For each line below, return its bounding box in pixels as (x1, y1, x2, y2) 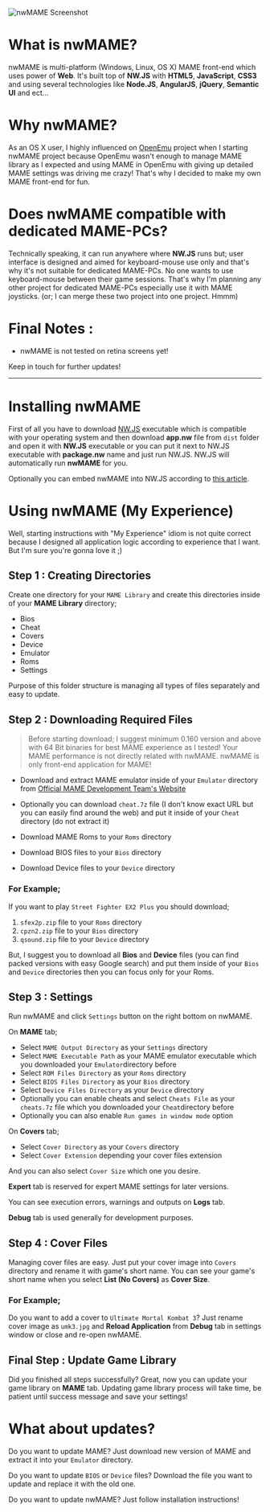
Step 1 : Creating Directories (8, 569, 151, 583)
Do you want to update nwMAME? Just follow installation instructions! (8, 1495, 239, 1505)
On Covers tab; (8, 1126, 59, 1137)
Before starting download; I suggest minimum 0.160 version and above (27, 734, 262, 744)
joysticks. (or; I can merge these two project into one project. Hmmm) (8, 291, 239, 301)
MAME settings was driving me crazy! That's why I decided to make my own (8, 168, 261, 178)
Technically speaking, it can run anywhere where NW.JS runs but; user (8, 248, 244, 258)
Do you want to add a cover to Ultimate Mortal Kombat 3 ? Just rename (8, 1313, 243, 1322)
